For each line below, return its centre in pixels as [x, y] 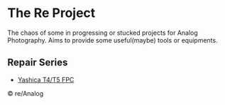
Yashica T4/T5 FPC [46, 79]
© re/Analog [26, 93]
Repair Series [38, 63]
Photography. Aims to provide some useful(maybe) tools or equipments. [112, 40]
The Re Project [51, 13]
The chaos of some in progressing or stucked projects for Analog [103, 33]
